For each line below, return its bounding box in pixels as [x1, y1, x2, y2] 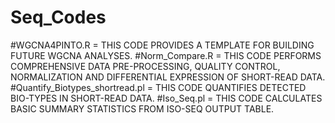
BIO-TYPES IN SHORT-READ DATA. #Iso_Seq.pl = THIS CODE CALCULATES [10, 92, 323, 104]
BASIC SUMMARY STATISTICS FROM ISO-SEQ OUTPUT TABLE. [10, 102, 275, 115]
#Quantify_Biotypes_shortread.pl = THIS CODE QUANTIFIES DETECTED [10, 81, 307, 93]
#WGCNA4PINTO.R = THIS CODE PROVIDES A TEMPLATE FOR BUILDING [10, 39, 315, 51]
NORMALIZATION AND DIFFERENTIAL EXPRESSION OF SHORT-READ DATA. [10, 71, 326, 83]
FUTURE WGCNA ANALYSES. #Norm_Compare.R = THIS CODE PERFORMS [10, 49, 322, 61]
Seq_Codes [10, 6, 107, 29]
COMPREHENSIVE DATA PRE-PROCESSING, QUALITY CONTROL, [10, 60, 281, 72]
